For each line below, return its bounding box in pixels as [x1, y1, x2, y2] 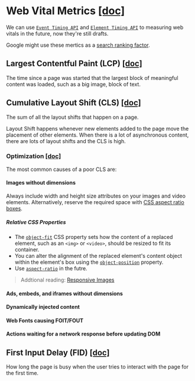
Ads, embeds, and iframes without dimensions [6, 290, 123, 297]
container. [14, 246, 40, 253]
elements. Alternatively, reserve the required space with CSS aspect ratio [6, 199, 184, 206]
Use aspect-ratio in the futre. [14, 265, 87, 272]
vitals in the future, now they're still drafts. [6, 30, 109, 37]
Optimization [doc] [6, 152, 61, 160]
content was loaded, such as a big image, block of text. [6, 80, 141, 88]
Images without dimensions [6, 179, 76, 186]
